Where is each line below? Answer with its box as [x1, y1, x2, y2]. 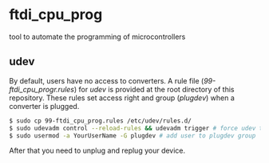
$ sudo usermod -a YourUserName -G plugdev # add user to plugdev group [9, 131, 256, 140]
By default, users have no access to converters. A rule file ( [9, 76, 204, 85]
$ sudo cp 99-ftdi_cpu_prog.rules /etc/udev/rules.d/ [9, 117, 192, 125]
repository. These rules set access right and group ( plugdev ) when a [9, 93, 235, 103]
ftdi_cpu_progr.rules [9, 84, 75, 94]
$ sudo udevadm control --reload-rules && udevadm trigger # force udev [9, 124, 256, 132]
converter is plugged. [9, 101, 80, 111]
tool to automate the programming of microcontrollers [9, 32, 186, 41]
